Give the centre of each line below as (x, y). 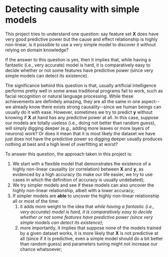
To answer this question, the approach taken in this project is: (69, 154)
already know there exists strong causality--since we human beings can (87, 107)
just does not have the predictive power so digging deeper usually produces (84, 139)
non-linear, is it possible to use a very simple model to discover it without (81, 44)
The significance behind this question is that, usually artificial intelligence (81, 85)
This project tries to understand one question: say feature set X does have (82, 34)
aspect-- (150, 101)
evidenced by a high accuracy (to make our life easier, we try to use (82, 174)
